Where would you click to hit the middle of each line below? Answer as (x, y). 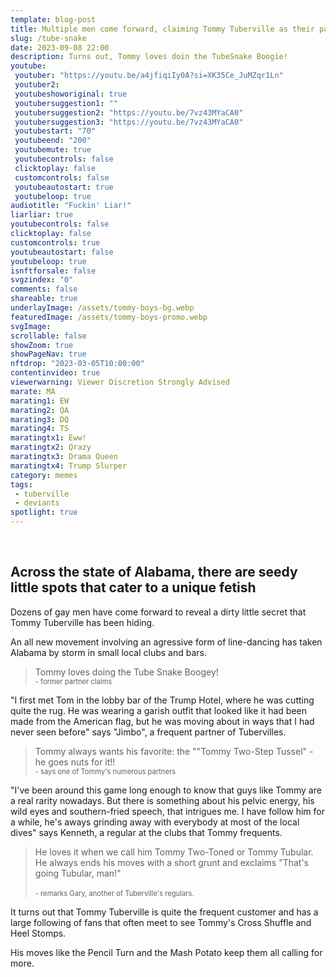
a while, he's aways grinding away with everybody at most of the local (155, 822)
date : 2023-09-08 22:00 (60, 47)
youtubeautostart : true (64, 187)
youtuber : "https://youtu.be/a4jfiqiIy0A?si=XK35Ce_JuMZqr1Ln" (149, 76)
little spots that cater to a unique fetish (133, 587)
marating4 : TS (40, 429)
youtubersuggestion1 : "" (66, 103)
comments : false (44, 289)
